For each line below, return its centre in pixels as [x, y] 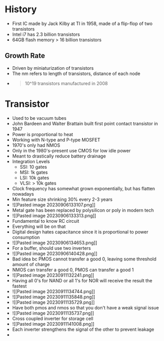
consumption [26, 237]
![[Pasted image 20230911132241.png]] [53, 275]
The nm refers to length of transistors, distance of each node [76, 73]
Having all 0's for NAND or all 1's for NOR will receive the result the [82, 280]
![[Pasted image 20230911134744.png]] [53, 291]
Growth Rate [25, 56]
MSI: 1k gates [34, 172]
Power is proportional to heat [43, 134]
